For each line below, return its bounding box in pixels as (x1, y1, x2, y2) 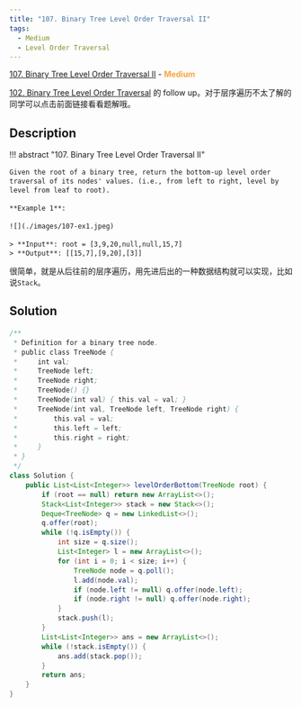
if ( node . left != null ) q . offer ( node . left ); (73, 585, 243, 594)
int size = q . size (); (57, 538, 139, 547)
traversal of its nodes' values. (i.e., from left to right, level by (9, 177, 279, 186)
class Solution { (9, 471, 75, 480)
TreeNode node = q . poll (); (73, 566, 175, 576)
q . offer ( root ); (41, 519, 99, 528)
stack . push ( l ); (57, 613, 115, 623)
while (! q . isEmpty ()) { (41, 528, 130, 538)
